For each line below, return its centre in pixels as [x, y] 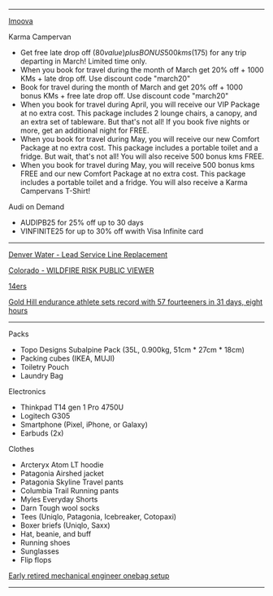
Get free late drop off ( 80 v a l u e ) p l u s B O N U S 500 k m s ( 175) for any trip [133, 53]
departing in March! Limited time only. [84, 61]
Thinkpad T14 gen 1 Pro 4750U [72, 407]
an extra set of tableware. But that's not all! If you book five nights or [135, 122]
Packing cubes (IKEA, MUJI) [67, 358]
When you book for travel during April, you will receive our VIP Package [140, 104]
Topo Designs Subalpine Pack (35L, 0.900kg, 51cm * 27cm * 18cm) [132, 350]
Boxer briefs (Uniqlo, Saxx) [65, 525]
